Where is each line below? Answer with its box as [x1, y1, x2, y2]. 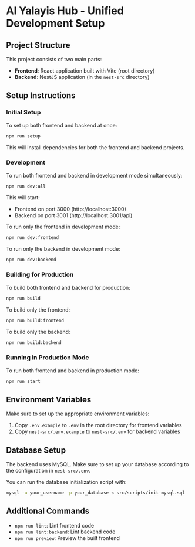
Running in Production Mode [6, 353, 89, 362]
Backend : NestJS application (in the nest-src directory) [14, 74, 150, 80]
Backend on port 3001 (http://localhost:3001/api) [14, 211, 133, 219]
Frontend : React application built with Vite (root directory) [14, 67, 155, 74]
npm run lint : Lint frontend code [14, 522, 95, 529]
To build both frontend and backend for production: [6, 284, 130, 291]
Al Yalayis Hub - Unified [6, 4, 125, 18]
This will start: [6, 194, 40, 201]
